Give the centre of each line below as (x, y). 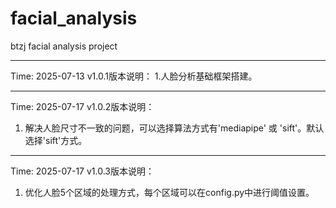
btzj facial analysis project (64, 46)
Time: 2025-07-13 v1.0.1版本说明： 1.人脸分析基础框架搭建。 (134, 76)
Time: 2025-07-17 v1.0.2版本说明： (82, 106)
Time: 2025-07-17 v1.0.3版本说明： (82, 171)
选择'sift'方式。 (56, 140)
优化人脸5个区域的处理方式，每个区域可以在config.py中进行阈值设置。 (169, 192)
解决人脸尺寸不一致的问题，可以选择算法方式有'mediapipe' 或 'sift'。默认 (174, 128)
